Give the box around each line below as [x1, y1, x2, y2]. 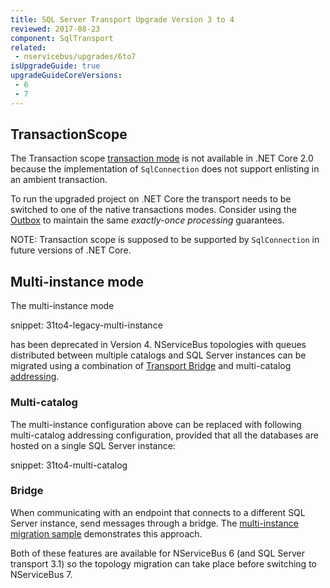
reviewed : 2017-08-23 [10, 24, 101, 34]
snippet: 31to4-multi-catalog [10, 459, 128, 471]
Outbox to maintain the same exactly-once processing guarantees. [10, 214, 285, 226]
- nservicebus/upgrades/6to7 [14, 52, 137, 62]
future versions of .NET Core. [10, 244, 132, 256]
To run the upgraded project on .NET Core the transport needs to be [10, 193, 292, 205]
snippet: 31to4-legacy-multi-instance [10, 319, 163, 331]
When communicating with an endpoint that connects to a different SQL [10, 506, 306, 518]
